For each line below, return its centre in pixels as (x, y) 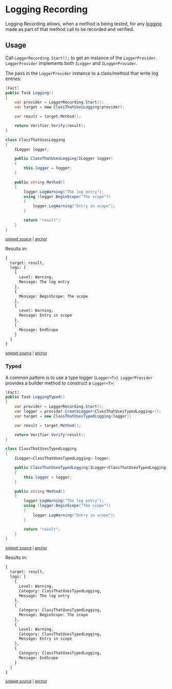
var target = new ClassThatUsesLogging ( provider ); (70, 107)
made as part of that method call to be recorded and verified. (70, 29)
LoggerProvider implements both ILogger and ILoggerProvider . (71, 63)
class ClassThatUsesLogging (35, 140)
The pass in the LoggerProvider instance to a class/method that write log (82, 73)
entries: (13, 79)
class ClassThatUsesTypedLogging (41, 449)
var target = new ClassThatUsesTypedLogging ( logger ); (73, 416)
